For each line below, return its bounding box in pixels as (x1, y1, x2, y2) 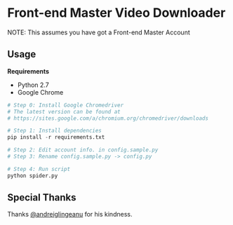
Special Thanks (7, 191, 76, 204)
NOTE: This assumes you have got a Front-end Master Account (7, 28, 191, 36)
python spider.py (7, 172, 58, 179)
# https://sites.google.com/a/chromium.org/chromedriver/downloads (7, 114, 209, 122)
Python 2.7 (17, 81, 49, 89)
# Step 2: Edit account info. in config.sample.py (7, 146, 159, 154)
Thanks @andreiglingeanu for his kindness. (7, 210, 133, 219)
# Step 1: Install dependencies (7, 128, 102, 135)
